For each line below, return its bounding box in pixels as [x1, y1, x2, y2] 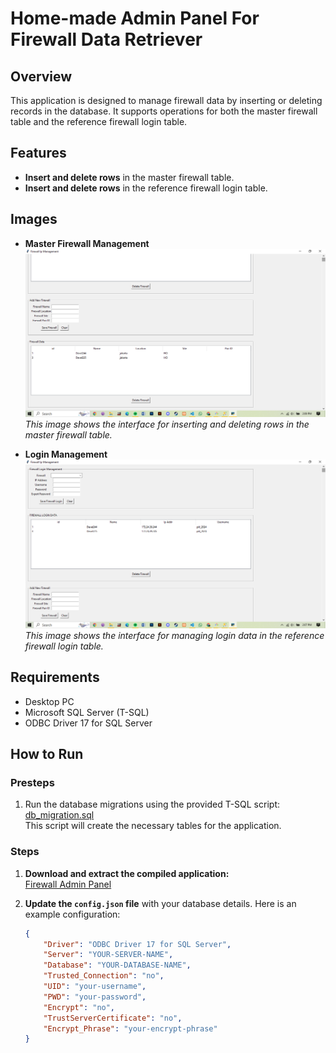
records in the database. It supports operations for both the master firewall [10, 105, 318, 117]
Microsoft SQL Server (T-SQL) [24, 706, 150, 718]
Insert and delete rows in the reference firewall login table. [24, 182, 268, 194]
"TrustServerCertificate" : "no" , [43, 1013, 183, 1023]
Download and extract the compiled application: [24, 867, 230, 879]
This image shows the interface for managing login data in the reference [24, 629, 325, 641]
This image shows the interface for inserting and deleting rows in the [24, 418, 310, 431]
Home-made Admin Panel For [10, 7, 260, 30]
